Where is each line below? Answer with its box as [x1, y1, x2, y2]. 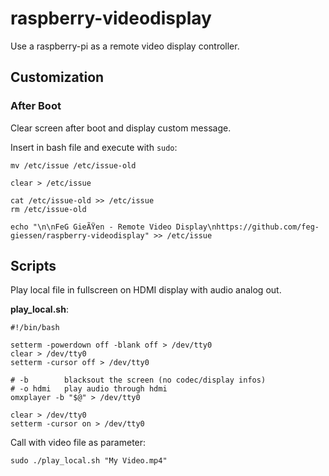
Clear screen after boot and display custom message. [10, 122, 232, 134]
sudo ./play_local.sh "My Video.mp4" [10, 456, 168, 466]
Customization [10, 69, 105, 86]
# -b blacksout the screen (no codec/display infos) [10, 375, 267, 386]
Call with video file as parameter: [10, 437, 147, 449]
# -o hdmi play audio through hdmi [10, 384, 168, 394]
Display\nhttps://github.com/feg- [175, 222, 320, 232]
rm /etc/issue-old [10, 204, 87, 214]
